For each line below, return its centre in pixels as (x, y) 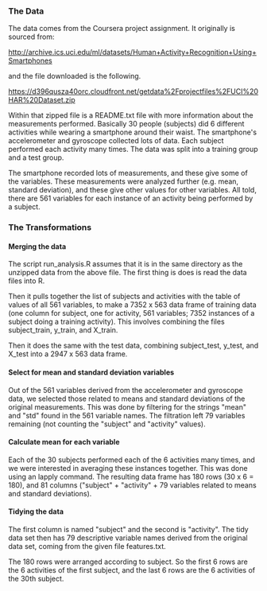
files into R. (27, 281)
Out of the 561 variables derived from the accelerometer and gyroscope (126, 390)
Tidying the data (36, 511)
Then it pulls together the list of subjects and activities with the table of (124, 297)
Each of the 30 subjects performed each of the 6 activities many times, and (132, 460)
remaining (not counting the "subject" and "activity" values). (107, 424)
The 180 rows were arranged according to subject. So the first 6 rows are (128, 562)
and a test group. (36, 157)
